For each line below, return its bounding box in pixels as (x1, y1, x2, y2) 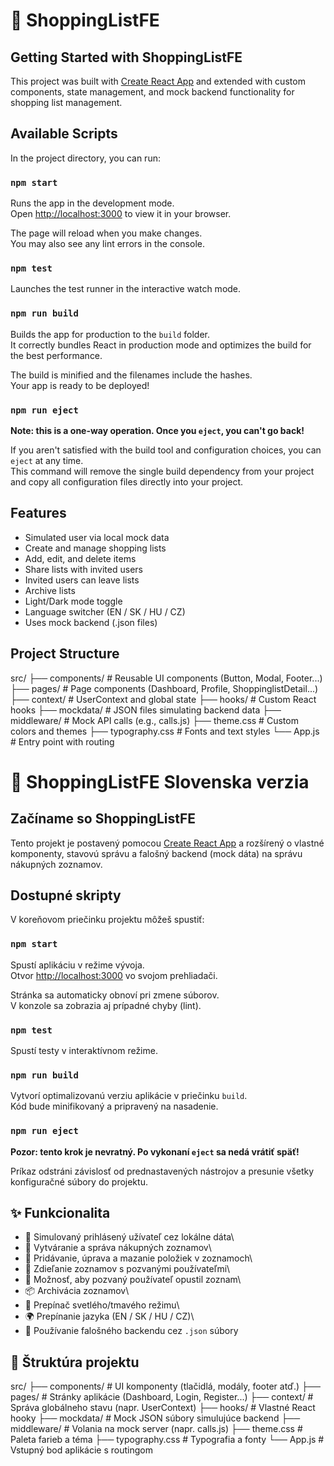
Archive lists (24, 584, 76, 596)
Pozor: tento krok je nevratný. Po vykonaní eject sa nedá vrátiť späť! (10, 1145, 300, 1158)
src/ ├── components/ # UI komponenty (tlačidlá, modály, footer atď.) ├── (10, 1380, 321, 1393)
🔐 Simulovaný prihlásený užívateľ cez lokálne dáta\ (24, 1231, 235, 1243)
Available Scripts (10, 125, 118, 143)
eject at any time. (10, 455, 84, 466)
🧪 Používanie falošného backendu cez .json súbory (24, 1325, 239, 1337)
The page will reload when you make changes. (10, 227, 203, 239)
